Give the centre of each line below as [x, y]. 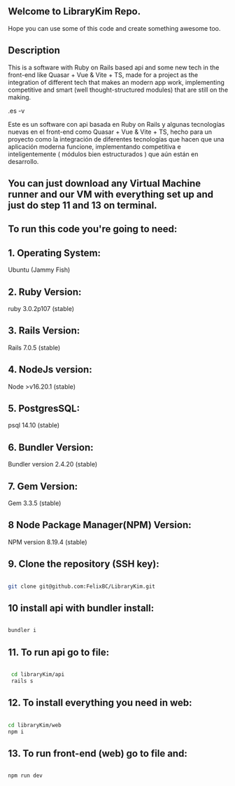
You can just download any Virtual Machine [105, 184]
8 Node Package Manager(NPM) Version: [100, 525]
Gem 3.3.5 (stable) [35, 503]
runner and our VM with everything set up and [111, 194]
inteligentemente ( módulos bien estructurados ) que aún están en [103, 154]
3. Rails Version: [44, 331]
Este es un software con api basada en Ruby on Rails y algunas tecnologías [116, 124]
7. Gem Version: [43, 486]
